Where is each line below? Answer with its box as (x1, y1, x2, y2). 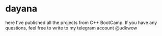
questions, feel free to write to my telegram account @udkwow (5, 24, 138, 30)
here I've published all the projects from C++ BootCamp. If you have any (5, 19, 157, 25)
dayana (5, 3, 37, 14)
